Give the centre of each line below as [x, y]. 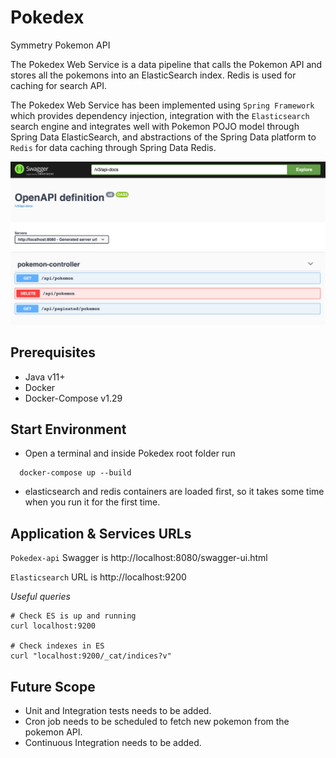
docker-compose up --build [75, 473]
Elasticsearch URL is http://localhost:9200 [98, 577]
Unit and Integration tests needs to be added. [118, 711]
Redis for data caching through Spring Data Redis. [113, 147]
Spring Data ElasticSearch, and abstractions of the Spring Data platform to [163, 137]
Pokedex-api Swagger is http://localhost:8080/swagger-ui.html [139, 558]
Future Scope [53, 686]
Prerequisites [53, 352]
